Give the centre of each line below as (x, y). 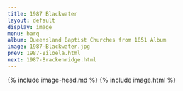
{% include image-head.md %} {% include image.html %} (91, 80)
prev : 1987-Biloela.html (44, 54)
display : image (30, 27)
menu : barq (23, 34)
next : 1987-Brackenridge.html (52, 60)
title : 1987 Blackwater (43, 14)
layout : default (31, 20)
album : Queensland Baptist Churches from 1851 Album (87, 40)
